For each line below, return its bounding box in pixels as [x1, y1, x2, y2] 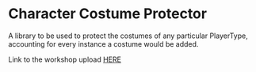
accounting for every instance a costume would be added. [8, 39, 199, 48]
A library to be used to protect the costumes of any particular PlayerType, [8, 31, 248, 40]
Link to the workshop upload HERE [8, 55, 121, 64]
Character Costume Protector [8, 5, 208, 23]
